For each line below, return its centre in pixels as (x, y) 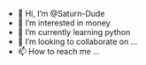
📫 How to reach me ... (58, 51)
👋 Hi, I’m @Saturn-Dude (61, 14)
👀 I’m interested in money (64, 23)
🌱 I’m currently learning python (74, 32)
